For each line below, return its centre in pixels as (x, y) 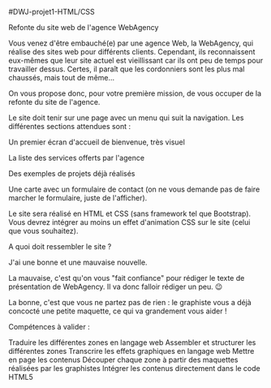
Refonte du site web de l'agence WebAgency (84, 27)
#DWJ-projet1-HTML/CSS (52, 12)
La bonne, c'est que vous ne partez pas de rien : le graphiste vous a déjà (130, 302)
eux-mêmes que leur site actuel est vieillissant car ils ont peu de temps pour (136, 60)
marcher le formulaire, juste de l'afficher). (78, 198)
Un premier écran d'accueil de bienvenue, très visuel (97, 142)
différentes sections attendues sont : (70, 126)
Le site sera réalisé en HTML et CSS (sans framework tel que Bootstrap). (130, 213)
